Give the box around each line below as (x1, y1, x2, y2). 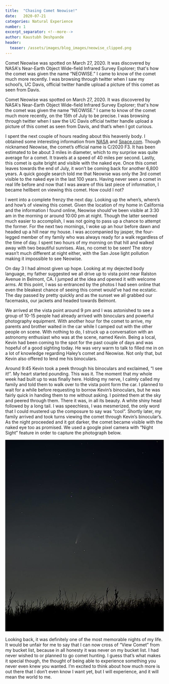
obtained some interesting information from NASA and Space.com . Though (5, 138, 161, 144)
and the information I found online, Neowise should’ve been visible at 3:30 (5, 207, 159, 213)
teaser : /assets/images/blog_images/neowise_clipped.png (10, 45, 132, 50)
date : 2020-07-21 (5, 13, 46, 19)
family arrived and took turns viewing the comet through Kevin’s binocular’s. (5, 413, 162, 419)
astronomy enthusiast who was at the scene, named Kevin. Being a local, (5, 334, 156, 340)
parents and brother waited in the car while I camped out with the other (5, 323, 153, 329)
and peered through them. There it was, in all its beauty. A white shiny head (5, 397, 162, 403)
